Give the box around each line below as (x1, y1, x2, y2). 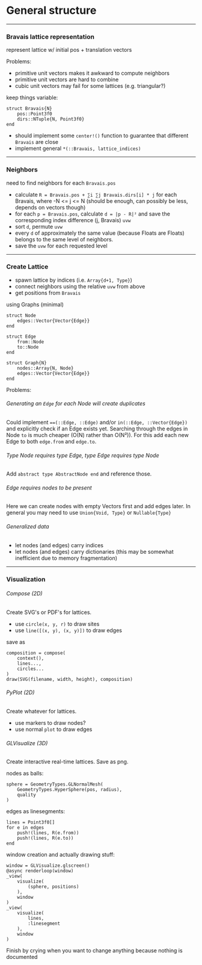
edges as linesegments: (6, 808, 65, 815)
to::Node (17, 344, 39, 350)
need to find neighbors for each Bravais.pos (6, 179, 116, 187)
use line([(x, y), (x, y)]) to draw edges (14, 627, 122, 634)
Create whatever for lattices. (6, 707, 77, 715)
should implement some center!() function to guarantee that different (14, 132, 189, 139)
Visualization (6, 575, 46, 583)
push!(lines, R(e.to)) (17, 835, 74, 842)
